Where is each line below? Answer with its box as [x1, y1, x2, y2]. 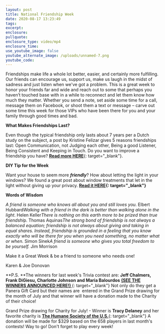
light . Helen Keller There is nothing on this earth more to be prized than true [5, 212, 158, 218]
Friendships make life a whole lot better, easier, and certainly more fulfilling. [5, 71, 159, 77]
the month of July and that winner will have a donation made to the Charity [5, 293, 157, 299]
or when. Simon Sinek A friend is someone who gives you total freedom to [5, 238, 155, 244]
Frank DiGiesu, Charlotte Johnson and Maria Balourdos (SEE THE [5, 277, 141, 283]
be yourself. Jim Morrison [5, 243, 58, 249]
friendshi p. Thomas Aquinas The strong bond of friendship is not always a [5, 217, 155, 223]
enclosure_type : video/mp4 [5, 39, 61, 44]
